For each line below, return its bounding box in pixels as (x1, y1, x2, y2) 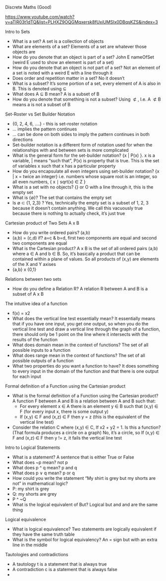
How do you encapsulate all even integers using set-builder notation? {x (12, 168, 160, 174)
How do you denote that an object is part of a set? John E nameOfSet (12, 54, 155, 60)
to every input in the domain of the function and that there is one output (12, 368, 159, 374)
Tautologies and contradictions (5, 552, 68, 557)
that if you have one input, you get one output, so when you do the (12, 321, 149, 326)
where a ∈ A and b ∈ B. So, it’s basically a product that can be (12, 251, 140, 257)
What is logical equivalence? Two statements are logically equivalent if (12, 526, 157, 532)
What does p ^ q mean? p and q (12, 465, 77, 470)
